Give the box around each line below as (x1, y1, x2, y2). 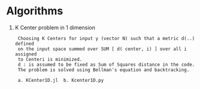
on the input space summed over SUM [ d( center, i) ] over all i (17, 46, 187, 52)
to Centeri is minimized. (17, 56, 83, 62)
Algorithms (6, 4, 63, 18)
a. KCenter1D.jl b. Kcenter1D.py (17, 77, 104, 83)
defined (14, 41, 34, 47)
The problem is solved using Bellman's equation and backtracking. (17, 67, 190, 73)
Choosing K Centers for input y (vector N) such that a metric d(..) (17, 35, 195, 41)
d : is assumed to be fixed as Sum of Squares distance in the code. (17, 62, 195, 67)
